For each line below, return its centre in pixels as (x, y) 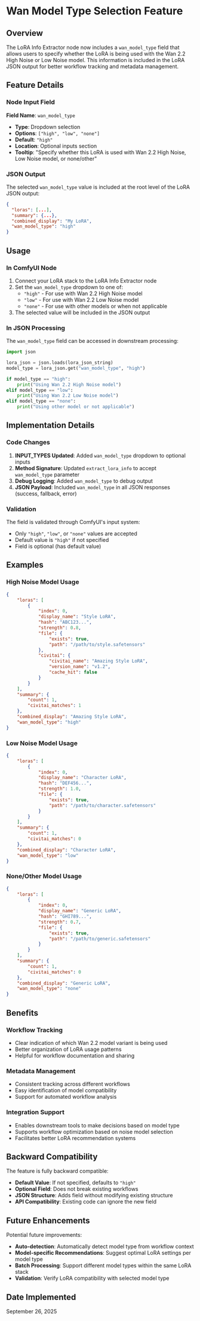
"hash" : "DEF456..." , (65, 783)
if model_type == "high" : (38, 379)
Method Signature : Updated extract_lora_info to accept (86, 468)
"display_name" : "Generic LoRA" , (79, 911)
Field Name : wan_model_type (41, 115)
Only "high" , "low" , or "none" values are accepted (76, 534)
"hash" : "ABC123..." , (65, 623)
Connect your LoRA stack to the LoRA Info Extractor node (86, 281)
